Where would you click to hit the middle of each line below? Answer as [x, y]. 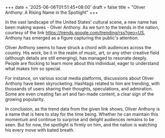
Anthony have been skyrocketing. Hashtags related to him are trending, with [82, 83]
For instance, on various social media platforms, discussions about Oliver [80, 78]
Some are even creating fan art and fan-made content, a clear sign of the [80, 94]
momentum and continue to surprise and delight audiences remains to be [80, 119]
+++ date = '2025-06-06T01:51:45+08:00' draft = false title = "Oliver [75, 7]
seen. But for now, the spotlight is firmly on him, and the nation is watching [81, 125]
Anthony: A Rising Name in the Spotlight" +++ [52, 12]
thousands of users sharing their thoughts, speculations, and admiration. [79, 89]
